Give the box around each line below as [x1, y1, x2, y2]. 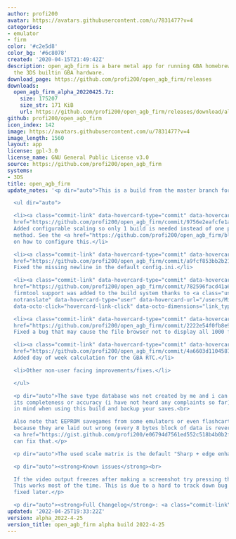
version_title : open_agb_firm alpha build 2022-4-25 [7, 521, 165, 528]
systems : [7, 167, 33, 174]
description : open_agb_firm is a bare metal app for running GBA [7, 63, 202, 70]
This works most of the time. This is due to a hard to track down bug [13, 482, 228, 489]
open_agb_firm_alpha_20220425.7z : [13, 89, 114, 96]
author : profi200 [7, 10, 58, 18]
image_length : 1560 [7, 134, 65, 141]
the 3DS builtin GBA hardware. [13, 69, 105, 76]
